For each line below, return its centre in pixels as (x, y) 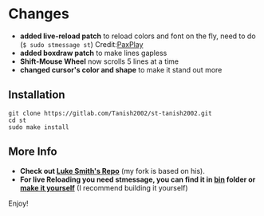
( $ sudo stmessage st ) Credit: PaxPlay (81, 44)
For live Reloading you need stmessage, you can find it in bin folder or (138, 179)
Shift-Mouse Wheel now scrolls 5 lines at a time (99, 61)
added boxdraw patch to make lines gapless (93, 53)
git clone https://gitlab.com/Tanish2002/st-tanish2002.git (110, 113)
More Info (33, 152)
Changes (39, 14)
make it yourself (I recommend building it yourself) (104, 187)
